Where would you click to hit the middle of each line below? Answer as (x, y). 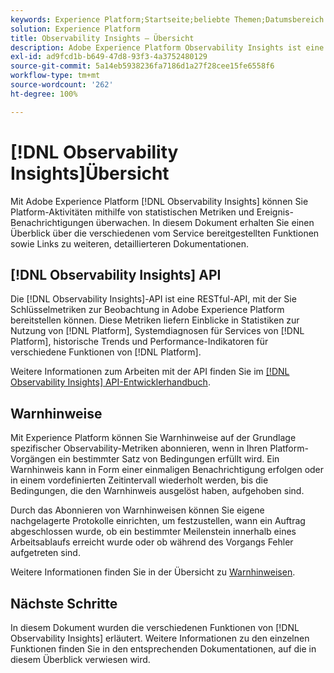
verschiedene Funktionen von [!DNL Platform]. (106, 352)
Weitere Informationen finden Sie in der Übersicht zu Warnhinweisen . (153, 572)
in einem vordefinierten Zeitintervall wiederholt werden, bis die (139, 480)
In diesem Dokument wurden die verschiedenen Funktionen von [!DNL (155, 627)
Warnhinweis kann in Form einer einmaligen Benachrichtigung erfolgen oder (167, 470)
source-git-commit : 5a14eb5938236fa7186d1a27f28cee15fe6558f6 (142, 66)
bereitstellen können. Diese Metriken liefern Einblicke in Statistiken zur (155, 320)
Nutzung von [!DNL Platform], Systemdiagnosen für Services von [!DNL (157, 331)
